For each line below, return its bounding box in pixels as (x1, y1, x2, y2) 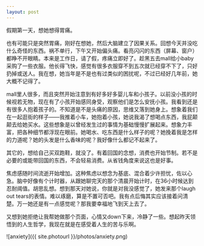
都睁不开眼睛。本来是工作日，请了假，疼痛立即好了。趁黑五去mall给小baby (6, 54, 194, 61)
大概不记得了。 (6, 77, 44, 85)
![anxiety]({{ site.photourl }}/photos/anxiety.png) (6, 233, 128, 240)
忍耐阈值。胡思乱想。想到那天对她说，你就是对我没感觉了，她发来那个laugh (6, 184, 196, 192)
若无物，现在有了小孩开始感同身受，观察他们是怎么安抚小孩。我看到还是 (16, 98, 198, 105)
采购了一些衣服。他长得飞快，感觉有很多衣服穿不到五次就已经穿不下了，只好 (6, 62, 198, 69)
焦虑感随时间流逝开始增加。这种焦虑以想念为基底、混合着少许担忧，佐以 (6, 169, 187, 177)
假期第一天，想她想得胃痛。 (6, 26, 76, 33)
